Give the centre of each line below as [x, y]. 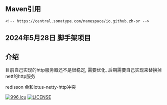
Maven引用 [23, 9]
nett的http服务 [20, 76]
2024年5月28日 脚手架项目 [48, 38]
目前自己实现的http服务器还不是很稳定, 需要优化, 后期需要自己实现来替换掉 [83, 70]
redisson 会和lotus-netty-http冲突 [41, 87]
